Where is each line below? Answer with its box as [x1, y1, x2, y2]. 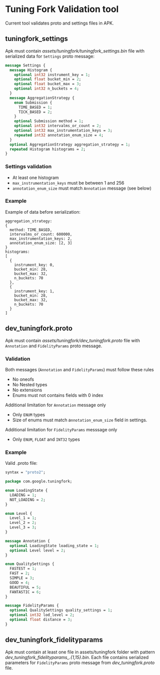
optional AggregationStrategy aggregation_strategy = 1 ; [9, 142, 131, 147]
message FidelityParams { [5, 603, 59, 608]
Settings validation [5, 163, 52, 170]
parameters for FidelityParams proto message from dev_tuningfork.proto [5, 659, 155, 665]
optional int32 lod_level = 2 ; [9, 612, 75, 617]
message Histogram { [9, 68, 52, 73]
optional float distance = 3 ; [9, 617, 72, 622]
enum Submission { [14, 100, 52, 105]
